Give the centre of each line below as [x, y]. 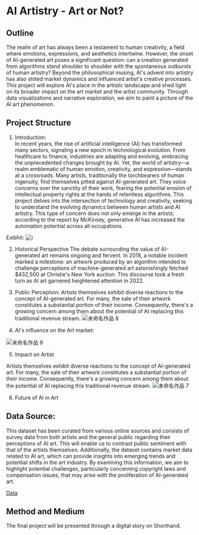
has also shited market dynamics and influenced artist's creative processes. [99, 79]
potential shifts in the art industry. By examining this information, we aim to [97, 462]
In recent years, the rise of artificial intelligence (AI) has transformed [98, 144]
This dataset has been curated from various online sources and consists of [98, 431]
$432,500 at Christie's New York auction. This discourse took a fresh [99, 274]
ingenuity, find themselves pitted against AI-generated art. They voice [100, 181]
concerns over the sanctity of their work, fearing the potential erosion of [103, 188]
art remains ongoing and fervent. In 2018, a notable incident [114, 255]
